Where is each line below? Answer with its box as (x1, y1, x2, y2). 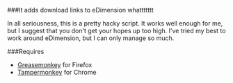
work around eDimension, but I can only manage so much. (7, 34, 175, 42)
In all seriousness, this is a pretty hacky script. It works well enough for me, (7, 19, 223, 27)
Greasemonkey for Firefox (17, 61, 93, 68)
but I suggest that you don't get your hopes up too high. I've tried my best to (7, 27, 226, 35)
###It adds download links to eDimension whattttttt (7, 6, 154, 14)
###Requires (7, 48, 45, 55)
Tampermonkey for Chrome (17, 68, 97, 76)
